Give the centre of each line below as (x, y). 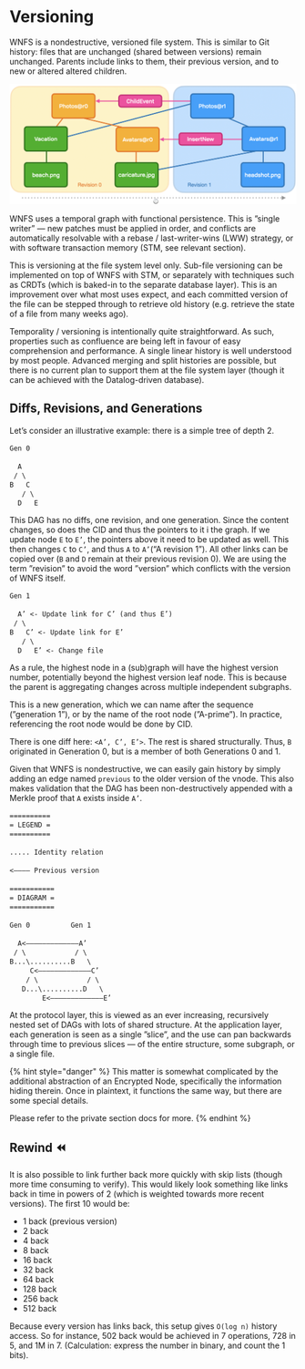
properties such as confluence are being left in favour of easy (125, 341)
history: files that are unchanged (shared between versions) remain (136, 51)
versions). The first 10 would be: (70, 1203)
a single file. (32, 1054)
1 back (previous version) (70, 1221)
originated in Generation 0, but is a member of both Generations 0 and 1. (145, 751)
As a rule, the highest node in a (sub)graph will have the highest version (144, 667)
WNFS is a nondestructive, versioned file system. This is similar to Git (140, 42)
